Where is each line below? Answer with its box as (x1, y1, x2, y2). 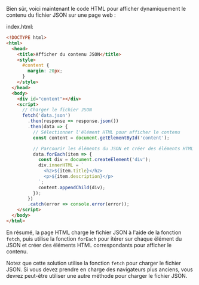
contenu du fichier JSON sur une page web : (6, 11, 117, 19)
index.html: (6, 23, 34, 30)
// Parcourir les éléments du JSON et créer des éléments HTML (32, 145, 194, 151)
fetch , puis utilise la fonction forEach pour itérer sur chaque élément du (6, 235, 182, 242)
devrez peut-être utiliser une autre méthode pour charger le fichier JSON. (6, 272, 188, 279)
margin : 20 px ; (27, 68, 63, 74)
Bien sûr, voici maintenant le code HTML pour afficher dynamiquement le (6, 5, 186, 12)
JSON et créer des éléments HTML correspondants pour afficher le (6, 241, 172, 248)
